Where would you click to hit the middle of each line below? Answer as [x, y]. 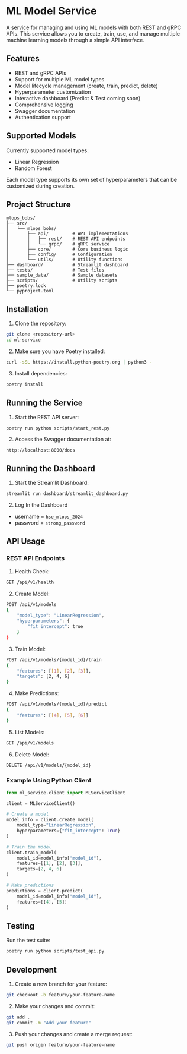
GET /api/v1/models [30, 743]
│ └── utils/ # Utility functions [65, 260]
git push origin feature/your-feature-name [61, 1045]
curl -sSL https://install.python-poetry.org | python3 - [79, 362]
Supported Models [41, 136]
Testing [20, 926]
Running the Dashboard [51, 468]
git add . [18, 1017]
